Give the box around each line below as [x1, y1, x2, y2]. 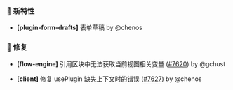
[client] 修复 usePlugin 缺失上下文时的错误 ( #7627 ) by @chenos [16, 75, 202, 83]
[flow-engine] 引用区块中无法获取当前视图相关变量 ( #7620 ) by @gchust [16, 59, 226, 68]
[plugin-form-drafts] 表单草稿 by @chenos [16, 23, 143, 32]
